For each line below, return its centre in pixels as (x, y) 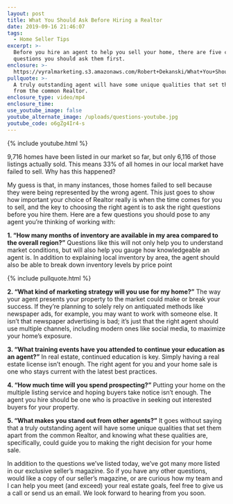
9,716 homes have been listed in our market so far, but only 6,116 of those (112, 156)
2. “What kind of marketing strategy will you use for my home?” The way (114, 292)
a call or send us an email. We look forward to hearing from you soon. (106, 493)
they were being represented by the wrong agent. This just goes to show (111, 192)
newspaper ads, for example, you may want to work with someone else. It (113, 314)
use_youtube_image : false (44, 110)
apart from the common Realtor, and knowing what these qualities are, (107, 435)
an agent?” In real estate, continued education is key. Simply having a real (113, 356)
